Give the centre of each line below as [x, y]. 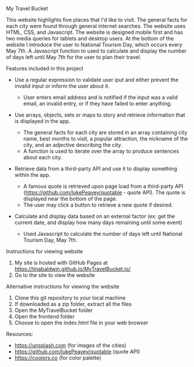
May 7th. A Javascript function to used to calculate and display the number [96, 51]
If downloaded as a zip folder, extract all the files [73, 304]
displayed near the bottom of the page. [70, 199]
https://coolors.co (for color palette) [58, 358]
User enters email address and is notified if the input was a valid [101, 97]
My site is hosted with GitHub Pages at [61, 263]
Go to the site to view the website [55, 275]
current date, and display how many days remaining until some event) [98, 222]
